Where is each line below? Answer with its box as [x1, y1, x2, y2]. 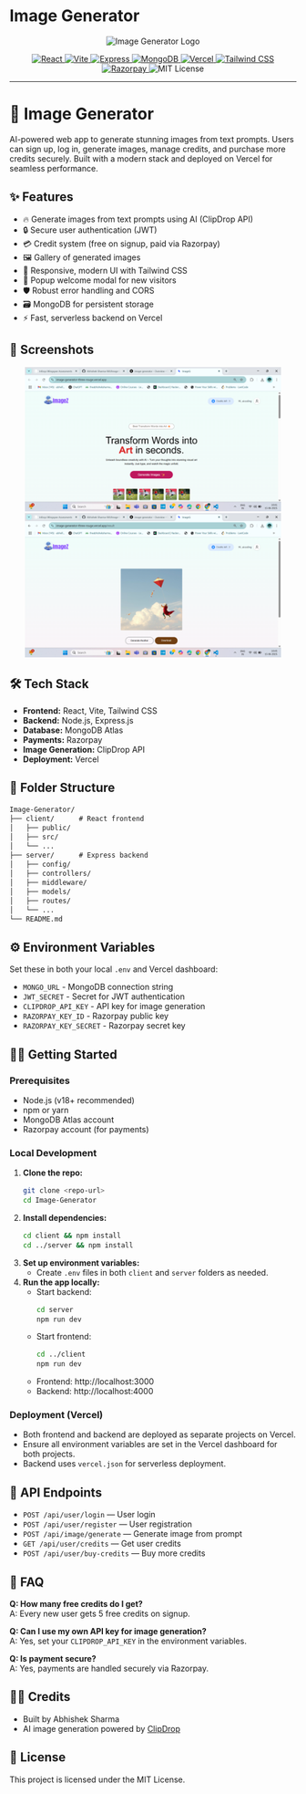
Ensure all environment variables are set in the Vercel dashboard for [22, 1439, 278, 1450]
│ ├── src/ [9, 832, 59, 842]
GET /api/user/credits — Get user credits [22, 1538, 182, 1549]
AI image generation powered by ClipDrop [22, 1723, 180, 1734]
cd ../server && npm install [22, 1240, 134, 1250]
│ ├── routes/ [9, 896, 71, 906]
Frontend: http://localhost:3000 [36, 1376, 155, 1387]
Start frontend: [36, 1331, 92, 1342]
